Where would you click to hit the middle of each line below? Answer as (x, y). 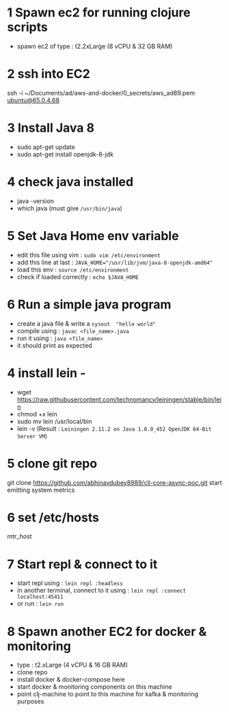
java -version (36, 201)
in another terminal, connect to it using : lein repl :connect (102, 591)
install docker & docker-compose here (71, 680)
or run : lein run (40, 604)
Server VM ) (32, 436)
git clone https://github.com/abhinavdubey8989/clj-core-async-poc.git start (114, 482)
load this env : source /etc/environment (73, 270)
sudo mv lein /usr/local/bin (54, 421)
